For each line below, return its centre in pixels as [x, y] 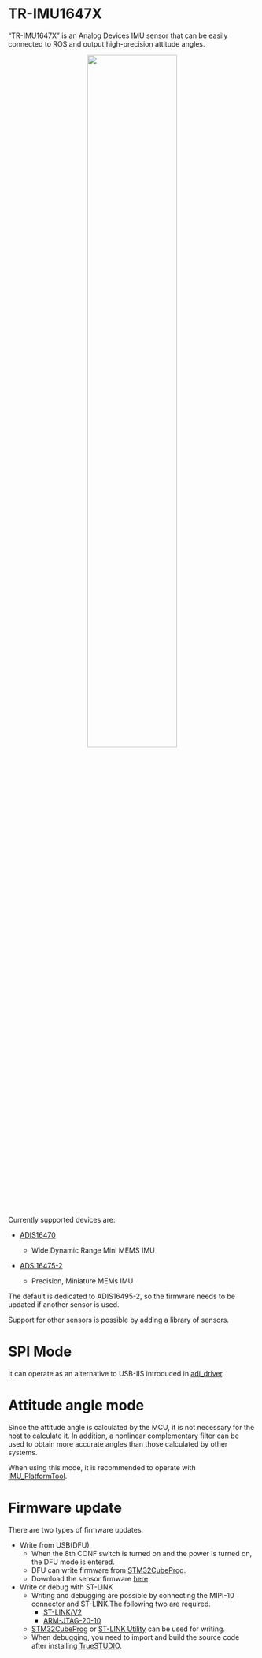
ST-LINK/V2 [63, 1612]
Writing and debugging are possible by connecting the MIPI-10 [133, 1595]
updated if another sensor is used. [64, 1304]
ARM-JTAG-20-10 [72, 1620]
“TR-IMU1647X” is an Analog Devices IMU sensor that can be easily [118, 35]
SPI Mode [40, 1352]
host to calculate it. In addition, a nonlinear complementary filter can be [124, 1436]
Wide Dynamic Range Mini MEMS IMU [93, 1250]
